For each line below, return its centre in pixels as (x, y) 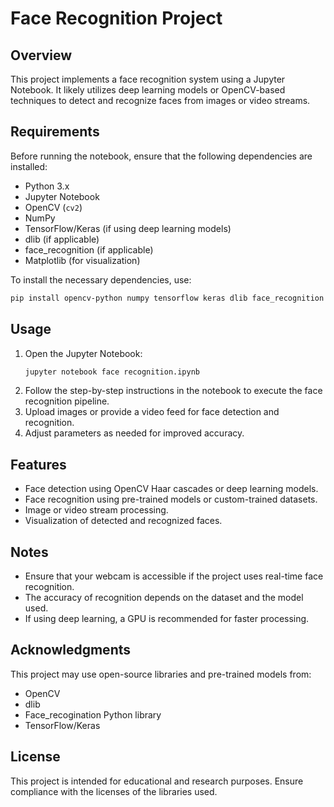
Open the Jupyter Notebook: (83, 353)
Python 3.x (47, 186)
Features (38, 464)
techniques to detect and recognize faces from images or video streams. (160, 100)
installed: (29, 166)
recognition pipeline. (67, 401)
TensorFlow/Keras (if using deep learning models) (128, 228)
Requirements (55, 132)
